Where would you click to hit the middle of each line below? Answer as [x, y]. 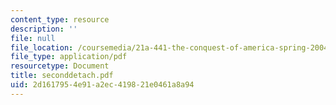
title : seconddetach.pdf [62, 76]
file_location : [42, 47]
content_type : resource [60, 19]
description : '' [44, 29]
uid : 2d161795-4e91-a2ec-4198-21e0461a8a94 [102, 85]
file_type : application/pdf [69, 57]
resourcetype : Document [60, 66]
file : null [33, 38]
